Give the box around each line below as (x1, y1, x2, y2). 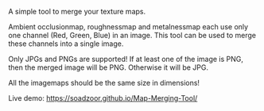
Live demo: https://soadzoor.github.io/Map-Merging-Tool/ (8, 94, 198, 102)
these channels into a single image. (8, 39, 124, 48)
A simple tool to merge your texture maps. (8, 7, 146, 16)
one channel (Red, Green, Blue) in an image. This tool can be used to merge (8, 31, 257, 40)
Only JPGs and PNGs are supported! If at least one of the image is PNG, (8, 55, 244, 63)
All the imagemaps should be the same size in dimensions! (8, 78, 200, 87)
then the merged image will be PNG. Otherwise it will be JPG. (8, 63, 209, 72)
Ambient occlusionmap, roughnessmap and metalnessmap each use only (8, 22, 249, 31)
